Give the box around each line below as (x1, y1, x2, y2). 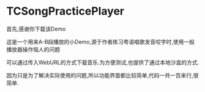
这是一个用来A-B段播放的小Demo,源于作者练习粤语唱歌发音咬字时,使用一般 (6, 38, 195, 45)
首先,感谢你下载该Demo (6, 25, 66, 32)
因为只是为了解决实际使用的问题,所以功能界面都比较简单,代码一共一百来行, (6, 71, 194, 79)
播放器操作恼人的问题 (6, 46, 60, 53)
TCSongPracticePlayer (6, 4, 124, 18)
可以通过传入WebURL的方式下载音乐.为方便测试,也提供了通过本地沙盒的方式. (6, 58, 199, 66)
